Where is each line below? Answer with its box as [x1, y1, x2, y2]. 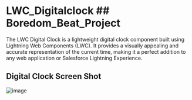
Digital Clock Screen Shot [6, 71, 102, 81]
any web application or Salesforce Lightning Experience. [6, 54, 143, 61]
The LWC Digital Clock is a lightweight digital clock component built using [6, 36, 185, 43]
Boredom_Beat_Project [6, 16, 121, 30]
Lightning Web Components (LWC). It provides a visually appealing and [6, 42, 179, 49]
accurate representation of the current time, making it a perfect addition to [6, 48, 186, 55]
